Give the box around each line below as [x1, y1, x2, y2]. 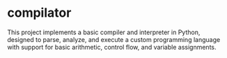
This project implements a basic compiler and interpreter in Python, [7, 28, 201, 36]
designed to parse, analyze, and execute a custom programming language [7, 35, 221, 43]
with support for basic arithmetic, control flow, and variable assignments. [7, 43, 217, 51]
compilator [7, 5, 72, 21]
